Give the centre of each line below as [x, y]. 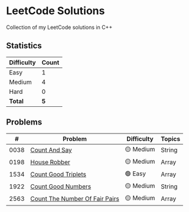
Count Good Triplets [58, 174]
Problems [24, 122]
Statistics [24, 46]
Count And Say [51, 150]
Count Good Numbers [61, 187]
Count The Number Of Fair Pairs [75, 199]
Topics [171, 139]
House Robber [50, 162]
